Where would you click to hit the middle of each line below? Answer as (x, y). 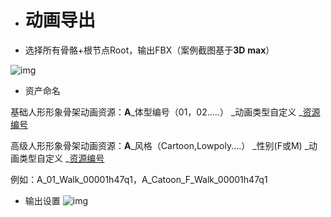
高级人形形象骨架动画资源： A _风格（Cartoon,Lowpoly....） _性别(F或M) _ (160, 145)
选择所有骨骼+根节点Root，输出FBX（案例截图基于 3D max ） (149, 50)
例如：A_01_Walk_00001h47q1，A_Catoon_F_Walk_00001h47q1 (139, 179)
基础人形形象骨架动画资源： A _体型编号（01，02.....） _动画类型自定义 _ (156, 112)
